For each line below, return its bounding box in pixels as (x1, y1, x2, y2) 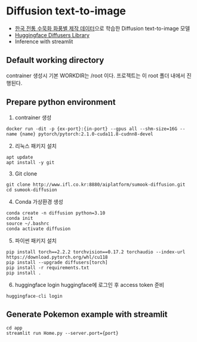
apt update (6, 154, 33, 160)
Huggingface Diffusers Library (14, 31, 90, 38)
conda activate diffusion (6, 226, 70, 232)
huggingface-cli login (6, 293, 63, 299)
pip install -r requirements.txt (6, 265, 90, 271)
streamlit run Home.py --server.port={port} (6, 331, 119, 337)
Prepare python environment (6, 97, 116, 107)
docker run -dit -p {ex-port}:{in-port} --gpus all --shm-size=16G (6, 126, 178, 132)
